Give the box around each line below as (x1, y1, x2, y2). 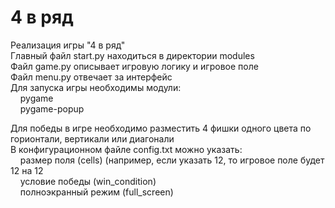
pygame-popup (19, 102, 85, 115)
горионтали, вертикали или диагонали (10, 132, 175, 145)
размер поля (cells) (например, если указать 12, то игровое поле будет (19, 154, 325, 166)
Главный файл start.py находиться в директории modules (10, 49, 255, 61)
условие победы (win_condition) (19, 175, 157, 187)
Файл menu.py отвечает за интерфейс (10, 71, 173, 83)
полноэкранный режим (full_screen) (19, 186, 174, 198)
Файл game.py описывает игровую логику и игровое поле (10, 60, 259, 72)
